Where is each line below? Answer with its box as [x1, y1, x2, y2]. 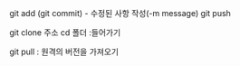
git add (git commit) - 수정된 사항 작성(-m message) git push [9, 8, 231, 18]
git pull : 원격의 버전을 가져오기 [9, 46, 120, 57]
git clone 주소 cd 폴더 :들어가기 [9, 27, 121, 38]
